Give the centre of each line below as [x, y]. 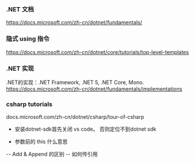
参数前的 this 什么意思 [41, 142]
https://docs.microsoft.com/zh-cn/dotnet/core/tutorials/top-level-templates [97, 52]
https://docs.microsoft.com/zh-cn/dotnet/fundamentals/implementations [94, 89]
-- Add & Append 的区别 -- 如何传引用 [52, 154]
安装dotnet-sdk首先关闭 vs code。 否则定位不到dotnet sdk [85, 129]
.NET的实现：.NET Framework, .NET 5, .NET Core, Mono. [75, 82]
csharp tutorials [29, 104]
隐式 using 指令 [28, 39]
